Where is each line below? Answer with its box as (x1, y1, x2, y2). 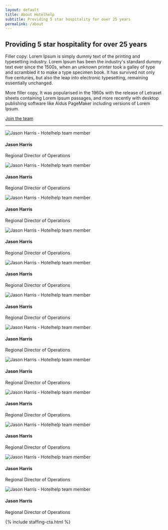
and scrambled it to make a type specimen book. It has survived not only (5, 69, 155, 75)
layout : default (5, 7, 39, 13)
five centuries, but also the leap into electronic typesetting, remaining (5, 75, 148, 81)
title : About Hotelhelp (5, 12, 55, 17)
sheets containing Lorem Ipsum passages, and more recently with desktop (5, 95, 159, 101)
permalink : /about (5, 21, 43, 27)
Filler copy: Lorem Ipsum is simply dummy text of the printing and (5, 53, 140, 59)
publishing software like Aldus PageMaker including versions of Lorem (5, 100, 150, 107)
